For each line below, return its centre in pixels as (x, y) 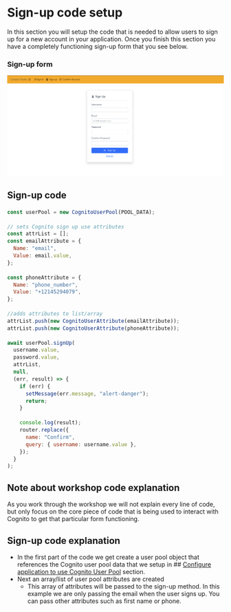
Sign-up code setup (65, 13)
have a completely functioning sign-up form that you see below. (98, 46)
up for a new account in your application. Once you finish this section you (111, 39)
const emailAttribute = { (44, 241)
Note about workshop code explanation (93, 488)
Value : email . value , (43, 256)
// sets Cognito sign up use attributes (66, 226)
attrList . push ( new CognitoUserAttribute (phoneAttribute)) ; (93, 328)
